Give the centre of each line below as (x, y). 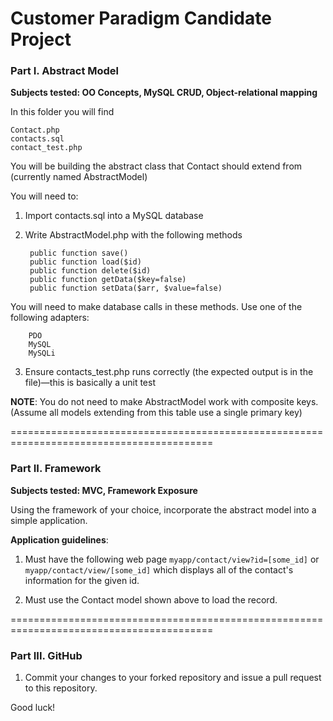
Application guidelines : (59, 539)
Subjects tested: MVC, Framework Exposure (104, 490)
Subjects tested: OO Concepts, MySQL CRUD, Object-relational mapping (164, 93)
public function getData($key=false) (108, 280)
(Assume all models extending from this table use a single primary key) (156, 413)
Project (41, 39)
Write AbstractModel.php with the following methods (133, 235)
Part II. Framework (56, 469)
